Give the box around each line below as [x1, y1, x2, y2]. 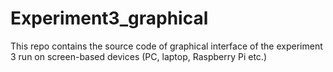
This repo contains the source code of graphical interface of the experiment [10, 40, 323, 52]
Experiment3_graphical [10, 7, 209, 30]
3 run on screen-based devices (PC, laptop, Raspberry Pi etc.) [10, 50, 267, 62]
